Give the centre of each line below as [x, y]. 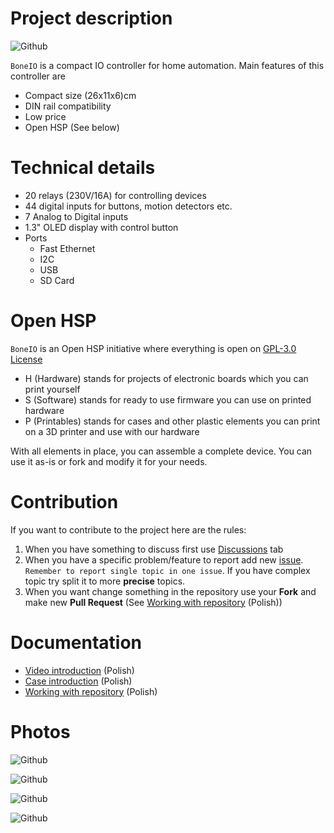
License [26, 359]
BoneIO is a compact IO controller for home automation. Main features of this [167, 65]
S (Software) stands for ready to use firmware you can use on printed [168, 399]
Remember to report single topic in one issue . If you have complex [167, 570]
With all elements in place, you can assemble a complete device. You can [161, 451]
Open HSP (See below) [72, 127]
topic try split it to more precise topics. [105, 581]
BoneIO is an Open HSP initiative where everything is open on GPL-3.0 [153, 348]
